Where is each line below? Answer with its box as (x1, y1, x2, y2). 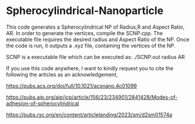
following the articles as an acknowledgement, (6, 71, 118, 78)
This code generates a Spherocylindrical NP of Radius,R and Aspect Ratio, (6, 23, 185, 30)
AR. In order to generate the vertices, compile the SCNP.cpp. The (6, 29, 163, 36)
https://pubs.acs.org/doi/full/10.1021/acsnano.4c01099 (6, 82, 137, 89)
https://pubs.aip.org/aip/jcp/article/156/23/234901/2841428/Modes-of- (6, 94, 178, 101)
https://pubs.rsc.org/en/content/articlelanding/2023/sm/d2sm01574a (6, 111, 172, 118)
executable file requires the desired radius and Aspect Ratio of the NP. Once (6, 36, 190, 43)
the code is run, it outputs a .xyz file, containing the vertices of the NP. (6, 42, 176, 49)
